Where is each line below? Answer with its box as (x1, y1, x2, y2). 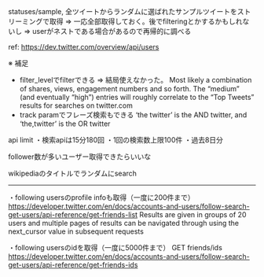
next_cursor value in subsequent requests (8, 227, 144, 236)
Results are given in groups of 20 (139, 210, 247, 219)
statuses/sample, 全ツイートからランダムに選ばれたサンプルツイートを (8, 7, 237, 16)
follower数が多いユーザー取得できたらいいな (8, 152, 152, 161)
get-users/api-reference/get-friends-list (8, 210, 138, 219)
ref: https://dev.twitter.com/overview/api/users (8, 42, 159, 51)
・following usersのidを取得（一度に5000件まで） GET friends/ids (8, 243, 222, 252)
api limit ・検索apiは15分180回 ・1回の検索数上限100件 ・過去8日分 (8, 135, 224, 144)
